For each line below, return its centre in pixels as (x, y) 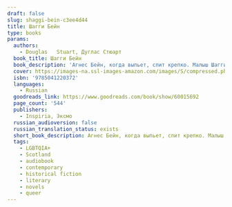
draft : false (26, 13)
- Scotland (35, 155)
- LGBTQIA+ (35, 148)
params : (18, 39)
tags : (21, 142)
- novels (32, 187)
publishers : (31, 110)
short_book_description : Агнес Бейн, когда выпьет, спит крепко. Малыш (119, 135)
